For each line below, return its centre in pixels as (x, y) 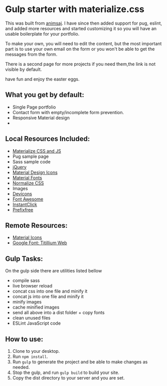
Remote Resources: (36, 225)
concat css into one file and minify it (50, 291)
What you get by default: (45, 95)
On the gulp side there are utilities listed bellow (54, 271)
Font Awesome (28, 199)
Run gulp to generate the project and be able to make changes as (80, 362)
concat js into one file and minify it (48, 297)
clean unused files (31, 318)
